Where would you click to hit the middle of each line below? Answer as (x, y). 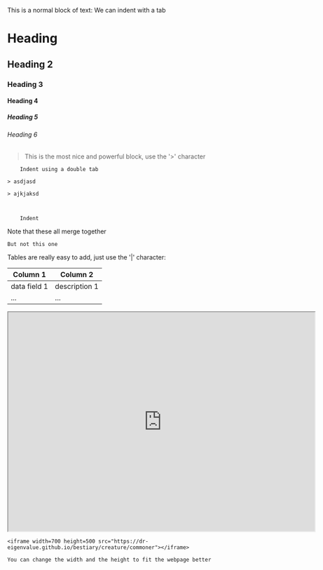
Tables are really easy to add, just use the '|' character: (87, 257)
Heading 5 (23, 117)
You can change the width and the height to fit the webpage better (109, 559)
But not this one (33, 244)
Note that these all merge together (57, 231)
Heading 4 (23, 101)
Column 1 (29, 274)
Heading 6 (22, 135)
